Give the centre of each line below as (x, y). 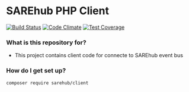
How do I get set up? (36, 71)
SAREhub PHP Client (58, 11)
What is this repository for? (47, 42)
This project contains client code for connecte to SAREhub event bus (99, 55)
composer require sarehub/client (47, 83)
